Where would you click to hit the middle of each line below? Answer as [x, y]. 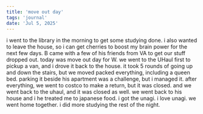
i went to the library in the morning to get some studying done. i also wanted [102, 41]
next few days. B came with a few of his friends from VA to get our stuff [96, 53]
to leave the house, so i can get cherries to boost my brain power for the [97, 47]
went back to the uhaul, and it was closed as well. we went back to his [94, 92]
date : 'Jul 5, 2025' [33, 23]
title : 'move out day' [35, 12]
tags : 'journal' [27, 18]
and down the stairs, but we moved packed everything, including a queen [98, 73]
